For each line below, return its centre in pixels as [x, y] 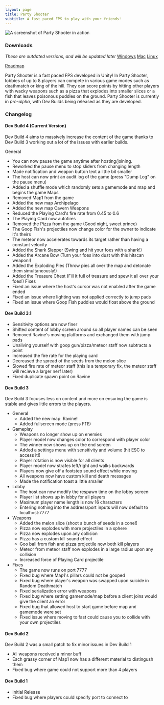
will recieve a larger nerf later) [42, 371]
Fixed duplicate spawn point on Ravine [51, 376]
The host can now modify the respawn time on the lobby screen [84, 492]
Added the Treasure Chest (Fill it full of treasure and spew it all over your [85, 276]
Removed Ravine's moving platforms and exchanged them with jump [81, 335]
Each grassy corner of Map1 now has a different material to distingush [83, 659]
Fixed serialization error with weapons [58, 591]
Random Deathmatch [41, 586]
